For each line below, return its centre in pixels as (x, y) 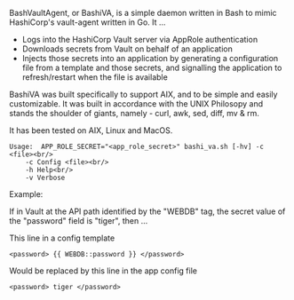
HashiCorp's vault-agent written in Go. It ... (87, 22)
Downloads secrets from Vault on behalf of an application (127, 49)
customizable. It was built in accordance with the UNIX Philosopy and (136, 104)
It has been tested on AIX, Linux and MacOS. (91, 130)
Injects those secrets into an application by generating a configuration (150, 58)
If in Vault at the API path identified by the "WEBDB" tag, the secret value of (147, 211)
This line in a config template (62, 238)
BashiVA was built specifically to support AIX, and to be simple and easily (143, 94)
